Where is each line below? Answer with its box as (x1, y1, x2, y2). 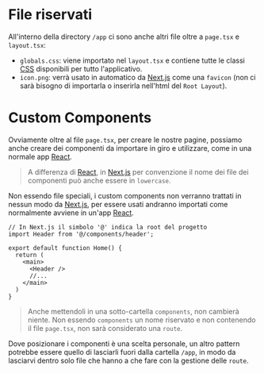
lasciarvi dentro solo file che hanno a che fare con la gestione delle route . (8, 356, 249, 365)
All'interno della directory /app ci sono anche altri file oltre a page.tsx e (8, 32, 240, 41)
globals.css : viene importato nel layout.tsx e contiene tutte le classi (19, 56, 246, 65)
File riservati (8, 6, 93, 24)
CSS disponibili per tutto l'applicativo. (19, 63, 143, 73)
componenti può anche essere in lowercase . (27, 175, 172, 185)
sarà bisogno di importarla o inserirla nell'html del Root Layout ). (19, 81, 228, 90)
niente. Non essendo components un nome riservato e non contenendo (27, 315, 256, 325)
